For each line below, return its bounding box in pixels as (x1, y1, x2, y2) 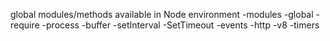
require (10, 19, 40, 31)
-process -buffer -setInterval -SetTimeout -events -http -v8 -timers (41, 19, 320, 31)
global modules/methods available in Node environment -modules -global (10, 9, 314, 20)
